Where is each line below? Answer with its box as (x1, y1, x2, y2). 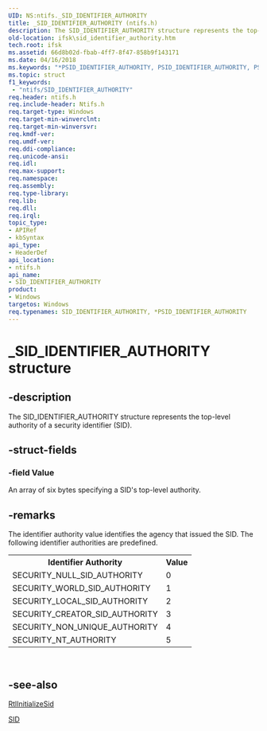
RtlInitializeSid (8, 698, 54, 709)
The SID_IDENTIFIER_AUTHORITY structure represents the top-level (8, 412, 230, 421)
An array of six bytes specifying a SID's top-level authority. (8, 485, 201, 494)
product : (8, 286, 37, 294)
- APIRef (8, 226, 37, 235)
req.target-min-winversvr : (8, 123, 98, 131)
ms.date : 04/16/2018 (8, 57, 77, 64)
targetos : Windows (8, 300, 69, 308)
